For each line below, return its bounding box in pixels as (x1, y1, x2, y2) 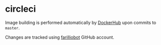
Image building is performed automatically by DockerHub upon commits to (5, 20, 157, 25)
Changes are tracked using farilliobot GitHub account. (5, 34, 115, 40)
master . (5, 24, 20, 30)
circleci (5, 3, 36, 15)
